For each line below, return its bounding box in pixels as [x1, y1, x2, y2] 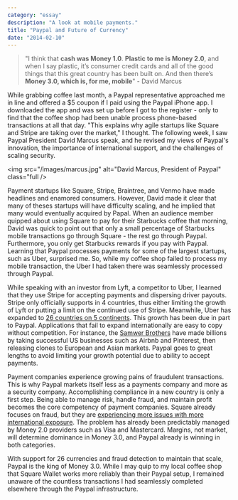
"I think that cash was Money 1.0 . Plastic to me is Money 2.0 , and [24, 54, 219, 63]
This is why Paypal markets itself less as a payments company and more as [7, 381, 229, 389]
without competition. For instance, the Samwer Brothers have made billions [7, 329, 227, 337]
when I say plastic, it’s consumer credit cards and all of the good [24, 62, 214, 70]
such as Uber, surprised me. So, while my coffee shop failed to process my [7, 255, 227, 263]
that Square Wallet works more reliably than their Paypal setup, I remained [7, 469, 225, 478]
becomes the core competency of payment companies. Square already [7, 403, 216, 412]
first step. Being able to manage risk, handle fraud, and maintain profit [7, 395, 212, 404]
